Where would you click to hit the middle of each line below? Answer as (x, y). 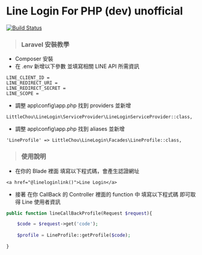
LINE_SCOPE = (23, 94)
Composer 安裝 (34, 59)
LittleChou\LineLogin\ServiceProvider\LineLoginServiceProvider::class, (99, 117)
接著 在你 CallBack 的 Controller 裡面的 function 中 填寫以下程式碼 (97, 194)
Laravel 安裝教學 (45, 45)
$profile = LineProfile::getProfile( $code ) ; (74, 235)
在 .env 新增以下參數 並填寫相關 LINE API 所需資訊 (77, 66)
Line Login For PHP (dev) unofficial (95, 11)
